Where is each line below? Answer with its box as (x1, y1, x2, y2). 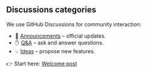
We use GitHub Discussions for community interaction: (6, 20, 142, 28)
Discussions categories (6, 5, 97, 15)
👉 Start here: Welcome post (6, 60, 77, 67)
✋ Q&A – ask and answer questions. (14, 39, 104, 46)
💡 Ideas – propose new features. (14, 47, 95, 54)
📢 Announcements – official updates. (14, 32, 106, 39)
